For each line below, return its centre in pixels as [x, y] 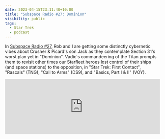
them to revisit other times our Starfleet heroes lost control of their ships [78, 62]
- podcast [19, 32]
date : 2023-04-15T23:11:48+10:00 [39, 10]
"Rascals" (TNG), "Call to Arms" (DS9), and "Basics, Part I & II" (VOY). [76, 72]
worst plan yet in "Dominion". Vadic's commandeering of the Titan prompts [81, 57]
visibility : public [25, 19]
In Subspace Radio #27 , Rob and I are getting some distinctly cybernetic [78, 46]
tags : [11, 23]
